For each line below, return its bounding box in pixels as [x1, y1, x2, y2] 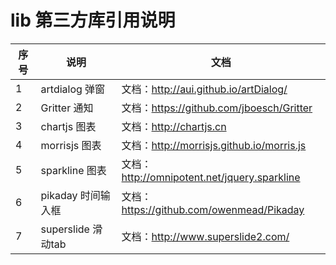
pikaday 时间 [40, 188, 101, 202]
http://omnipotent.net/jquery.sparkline [121, 170, 301, 184]
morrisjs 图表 [40, 138, 102, 152]
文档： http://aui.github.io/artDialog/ [121, 82, 288, 96]
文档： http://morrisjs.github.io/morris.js [121, 138, 307, 152]
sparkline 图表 [40, 163, 107, 177]
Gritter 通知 [40, 101, 94, 115]
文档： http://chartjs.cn [121, 119, 227, 133]
